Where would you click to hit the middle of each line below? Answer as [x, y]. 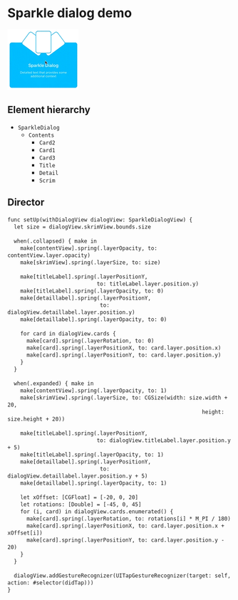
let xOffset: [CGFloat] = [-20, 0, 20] [79, 497]
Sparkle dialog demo [70, 13]
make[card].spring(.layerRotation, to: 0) [90, 341]
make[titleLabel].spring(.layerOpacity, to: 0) [92, 291]
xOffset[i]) [25, 533]
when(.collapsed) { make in [56, 241]
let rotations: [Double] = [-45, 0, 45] [81, 504]
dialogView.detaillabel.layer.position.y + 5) [78, 476]
